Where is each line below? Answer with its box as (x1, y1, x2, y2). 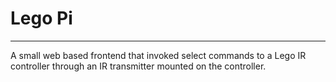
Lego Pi (10, 7, 73, 30)
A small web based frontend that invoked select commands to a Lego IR (10, 49, 307, 61)
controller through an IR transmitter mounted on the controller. (10, 60, 267, 72)
